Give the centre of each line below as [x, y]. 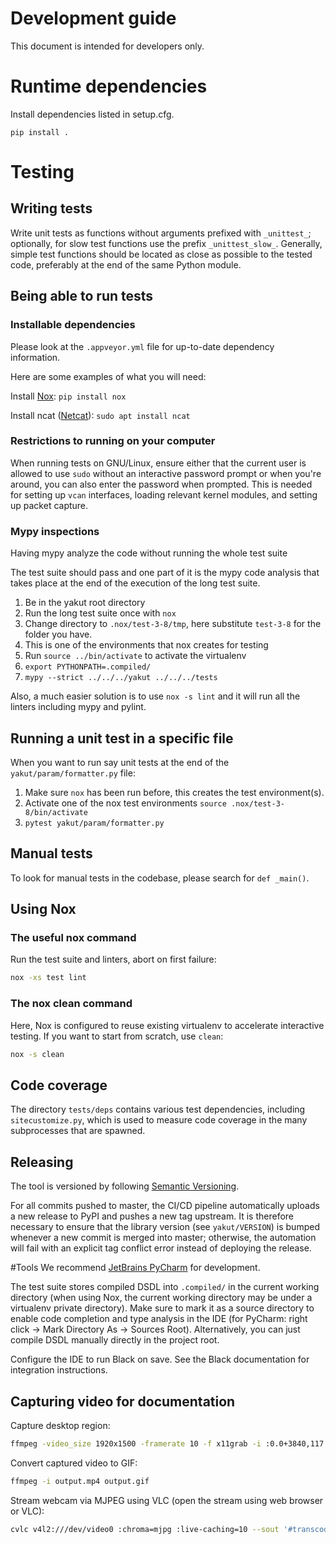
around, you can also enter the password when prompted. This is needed [161, 484]
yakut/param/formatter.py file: [73, 773]
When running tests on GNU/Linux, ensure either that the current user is [158, 463]
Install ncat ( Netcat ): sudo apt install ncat [100, 415]
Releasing [42, 1162]
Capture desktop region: [60, 1425]
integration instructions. [59, 1370]
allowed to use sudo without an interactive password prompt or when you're [166, 473]
